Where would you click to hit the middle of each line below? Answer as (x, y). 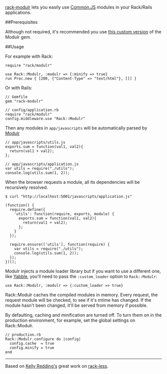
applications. (18, 12)
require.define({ (28, 210)
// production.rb (23, 335)
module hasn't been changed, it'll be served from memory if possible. (77, 305)
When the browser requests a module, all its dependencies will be (73, 182)
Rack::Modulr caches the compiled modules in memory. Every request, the (82, 295)
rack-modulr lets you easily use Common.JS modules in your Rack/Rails (79, 7)
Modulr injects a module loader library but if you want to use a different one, (83, 271)
